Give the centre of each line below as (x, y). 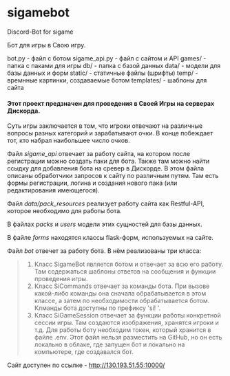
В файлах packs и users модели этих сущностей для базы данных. (105, 224)
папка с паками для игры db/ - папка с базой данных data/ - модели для (114, 65)
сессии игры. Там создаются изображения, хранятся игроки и (126, 323)
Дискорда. (24, 111)
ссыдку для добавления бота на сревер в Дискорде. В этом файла (106, 168)
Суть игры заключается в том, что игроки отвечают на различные (105, 126)
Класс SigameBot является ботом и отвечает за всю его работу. (129, 264)
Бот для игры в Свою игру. (46, 45)
